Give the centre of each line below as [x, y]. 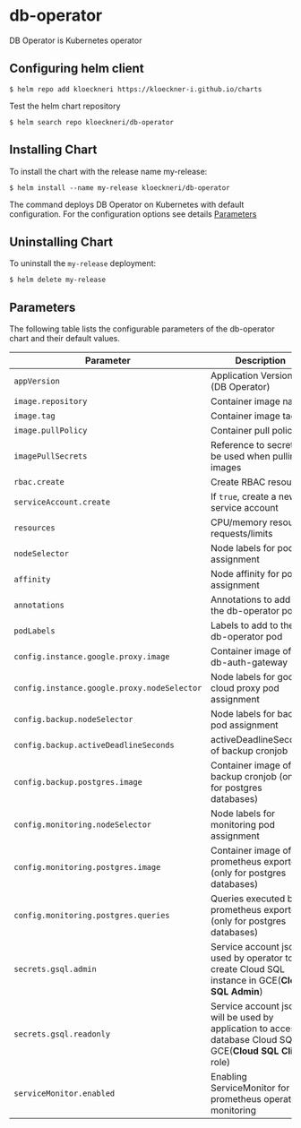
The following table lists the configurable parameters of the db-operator [142, 329]
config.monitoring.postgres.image [87, 867]
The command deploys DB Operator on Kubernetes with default [127, 204]
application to [239, 1029]
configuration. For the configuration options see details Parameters [133, 214]
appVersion [37, 381]
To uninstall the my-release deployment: [83, 263]
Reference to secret [252, 445]
